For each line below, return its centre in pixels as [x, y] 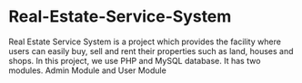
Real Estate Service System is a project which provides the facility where [145, 41]
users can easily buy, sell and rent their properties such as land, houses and [151, 51]
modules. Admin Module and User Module [88, 70]
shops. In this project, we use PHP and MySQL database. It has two [135, 60]
